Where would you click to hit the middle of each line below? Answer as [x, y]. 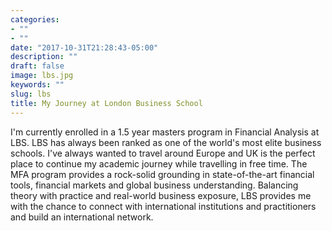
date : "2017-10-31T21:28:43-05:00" [84, 47]
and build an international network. [82, 217]
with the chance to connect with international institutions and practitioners [163, 206]
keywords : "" [37, 85]
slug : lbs [31, 94]
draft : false [37, 66]
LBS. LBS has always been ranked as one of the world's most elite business [166, 142]
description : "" [44, 57]
